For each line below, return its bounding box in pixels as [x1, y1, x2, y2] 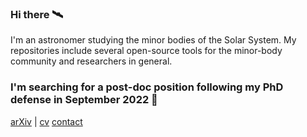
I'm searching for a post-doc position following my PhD [10, 80, 284, 94]
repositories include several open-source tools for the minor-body [10, 45, 283, 57]
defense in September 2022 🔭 [10, 93, 158, 107]
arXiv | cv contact [10, 115, 83, 127]
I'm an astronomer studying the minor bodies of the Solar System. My [10, 34, 297, 46]
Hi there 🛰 [10, 7, 64, 21]
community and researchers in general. [10, 55, 173, 67]
